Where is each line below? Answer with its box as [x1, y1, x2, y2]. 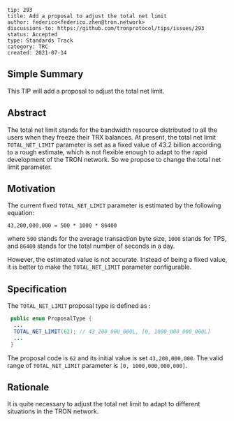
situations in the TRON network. [7, 407, 99, 415]
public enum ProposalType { [10, 315, 92, 323]
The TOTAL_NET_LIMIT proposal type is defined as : [7, 302, 151, 310]
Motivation [7, 183, 56, 195]
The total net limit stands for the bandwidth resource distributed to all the [7, 126, 218, 134]
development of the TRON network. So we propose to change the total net [7, 155, 221, 163]
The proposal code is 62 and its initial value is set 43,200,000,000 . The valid [7, 353, 224, 362]
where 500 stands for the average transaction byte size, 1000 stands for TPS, [7, 235, 227, 243]
